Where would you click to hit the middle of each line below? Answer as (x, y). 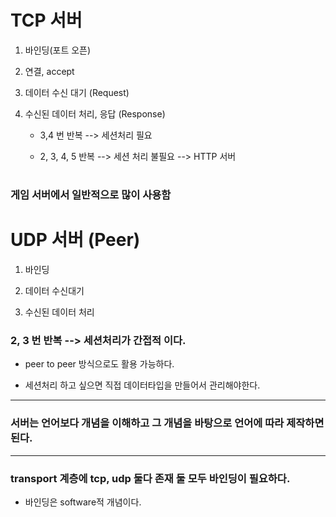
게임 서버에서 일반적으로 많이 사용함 (91, 195)
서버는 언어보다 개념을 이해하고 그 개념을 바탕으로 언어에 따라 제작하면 (167, 423)
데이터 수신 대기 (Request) (77, 92)
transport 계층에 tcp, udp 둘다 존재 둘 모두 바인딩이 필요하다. (150, 478)
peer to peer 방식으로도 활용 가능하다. (99, 364)
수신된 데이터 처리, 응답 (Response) (95, 113)
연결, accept (49, 71)
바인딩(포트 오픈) (58, 50)
